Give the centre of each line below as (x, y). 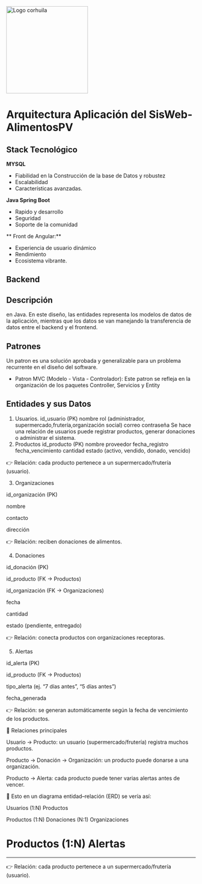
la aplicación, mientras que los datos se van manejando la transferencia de (99, 321)
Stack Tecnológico (42, 150)
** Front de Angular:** (34, 236)
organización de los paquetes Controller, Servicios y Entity (87, 385)
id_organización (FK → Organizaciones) (55, 590)
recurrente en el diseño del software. (52, 367)
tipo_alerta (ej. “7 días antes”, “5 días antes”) (61, 686)
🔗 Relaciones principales (37, 730)
